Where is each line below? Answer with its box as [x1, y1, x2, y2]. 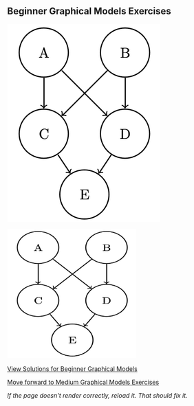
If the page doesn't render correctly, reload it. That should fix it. [7, 391, 188, 399]
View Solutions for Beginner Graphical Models [7, 364, 138, 373]
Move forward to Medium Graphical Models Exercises [7, 378, 160, 386]
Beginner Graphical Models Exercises [7, 5, 171, 17]
